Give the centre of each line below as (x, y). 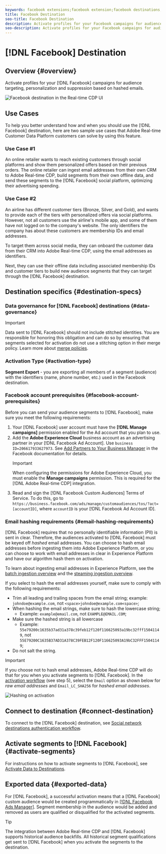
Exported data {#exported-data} (56, 784)
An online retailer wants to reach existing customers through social (73, 160)
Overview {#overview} (41, 71)
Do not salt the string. (34, 651)
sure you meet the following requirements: (48, 418)
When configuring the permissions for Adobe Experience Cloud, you (82, 473)
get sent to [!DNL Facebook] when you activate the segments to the (74, 842)
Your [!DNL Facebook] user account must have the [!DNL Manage (80, 427)
